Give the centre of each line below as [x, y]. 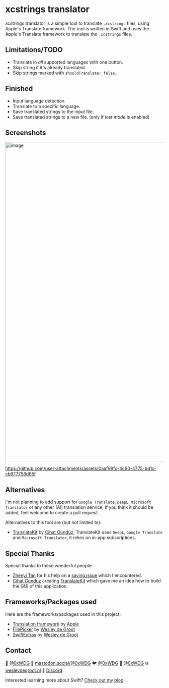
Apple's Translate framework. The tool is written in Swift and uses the [77, 28]
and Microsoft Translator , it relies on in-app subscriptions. [74, 538]
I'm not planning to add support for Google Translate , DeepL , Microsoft [78, 502]
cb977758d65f [21, 474]
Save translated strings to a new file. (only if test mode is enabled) [81, 117]
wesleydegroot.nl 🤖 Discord [34, 670]
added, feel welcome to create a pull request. [52, 513]
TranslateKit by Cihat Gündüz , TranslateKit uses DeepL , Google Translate [88, 532]
